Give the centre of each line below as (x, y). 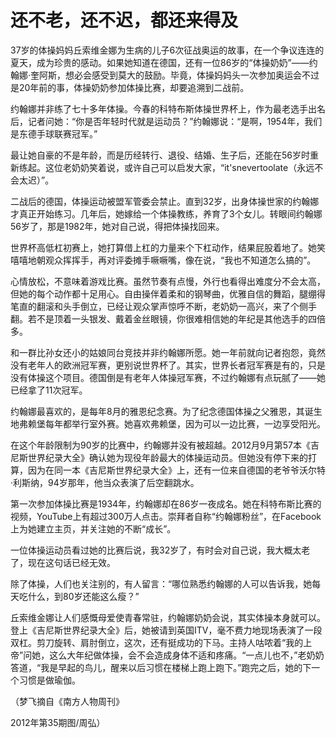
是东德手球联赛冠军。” (54, 133)
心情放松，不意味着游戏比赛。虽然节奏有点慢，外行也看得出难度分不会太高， (168, 281)
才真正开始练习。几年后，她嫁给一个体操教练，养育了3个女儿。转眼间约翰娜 (166, 213)
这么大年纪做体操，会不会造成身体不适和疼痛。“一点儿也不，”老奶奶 (187, 655)
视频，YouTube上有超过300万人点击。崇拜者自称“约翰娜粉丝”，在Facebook (166, 516)
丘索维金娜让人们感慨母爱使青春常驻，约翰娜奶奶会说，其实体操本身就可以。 (168, 617)
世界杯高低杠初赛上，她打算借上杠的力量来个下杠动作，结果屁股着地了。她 (163, 247)
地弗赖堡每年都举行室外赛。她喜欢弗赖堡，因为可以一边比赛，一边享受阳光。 (168, 423)
